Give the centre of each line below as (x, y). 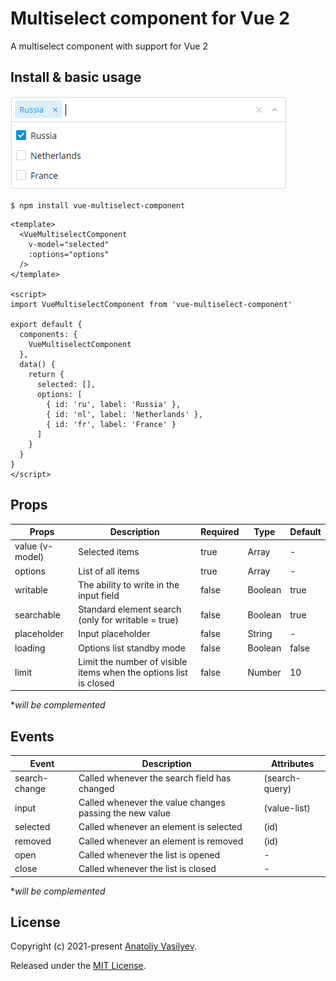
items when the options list (133, 672)
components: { (48, 334)
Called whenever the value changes (152, 803)
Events (32, 736)
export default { (46, 324)
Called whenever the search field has (155, 778)
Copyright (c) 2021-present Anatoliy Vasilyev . (104, 946)
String (260, 634)
